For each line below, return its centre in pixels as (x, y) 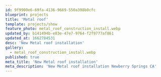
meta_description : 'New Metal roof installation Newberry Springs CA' (81, 66)
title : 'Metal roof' (27, 19)
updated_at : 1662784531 (30, 38)
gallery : (14, 48)
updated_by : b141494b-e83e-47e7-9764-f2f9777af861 (60, 33)
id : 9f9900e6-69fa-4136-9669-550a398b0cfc (50, 10)
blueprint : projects (27, 15)
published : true (22, 57)
